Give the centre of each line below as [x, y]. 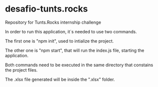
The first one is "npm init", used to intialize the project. [60, 41]
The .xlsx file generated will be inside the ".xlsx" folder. [60, 79]
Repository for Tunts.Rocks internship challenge [53, 22]
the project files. [21, 70]
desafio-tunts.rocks [46, 9]
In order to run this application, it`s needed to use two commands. [71, 31]
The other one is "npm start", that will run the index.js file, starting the [75, 50]
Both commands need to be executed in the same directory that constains [79, 65]
